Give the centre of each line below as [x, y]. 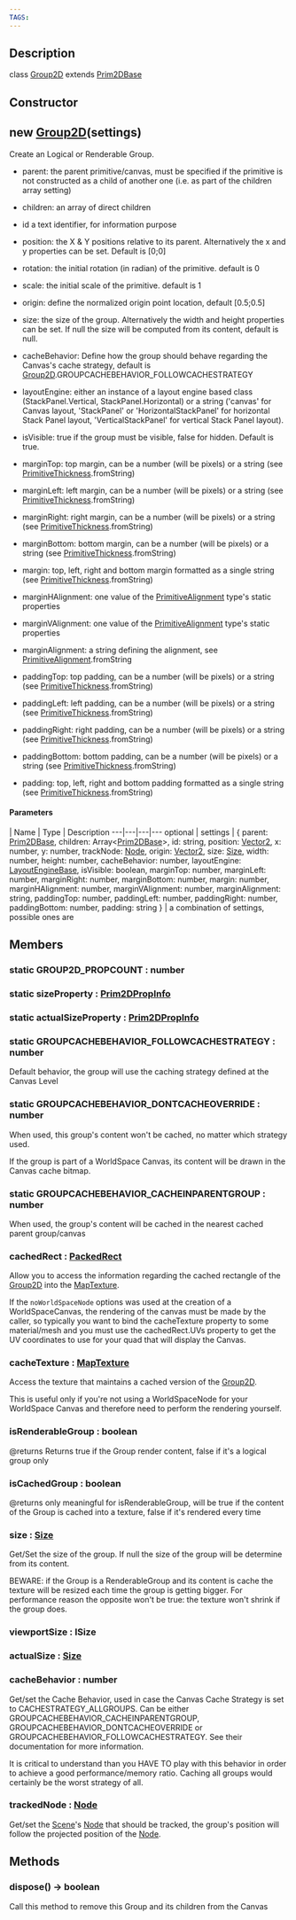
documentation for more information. [77, 1746]
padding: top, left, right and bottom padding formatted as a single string [153, 783]
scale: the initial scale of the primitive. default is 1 [112, 285]
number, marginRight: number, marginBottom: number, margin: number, [139, 879]
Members [36, 945]
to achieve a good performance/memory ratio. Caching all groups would [141, 1773]
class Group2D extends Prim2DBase [76, 74]
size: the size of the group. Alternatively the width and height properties [153, 319]
